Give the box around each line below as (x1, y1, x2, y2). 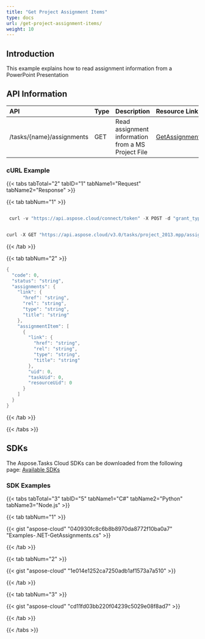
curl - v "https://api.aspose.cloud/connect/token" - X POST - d (9, 215, 171, 222)
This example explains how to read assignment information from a (6, 65, 173, 72)
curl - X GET (6, 232, 37, 238)
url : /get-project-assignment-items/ (6, 20, 103, 26)
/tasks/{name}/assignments (9, 132, 88, 141)
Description (115, 107, 151, 115)
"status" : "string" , (12, 278, 64, 284)
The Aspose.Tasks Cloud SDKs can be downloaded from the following (6, 459, 183, 467)
